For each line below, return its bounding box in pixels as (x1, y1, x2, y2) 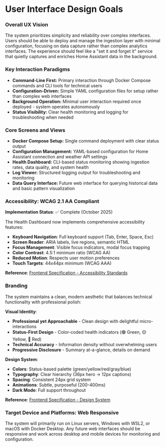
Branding (5, 282, 28, 289)
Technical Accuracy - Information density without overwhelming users (12, 341, 157, 347)
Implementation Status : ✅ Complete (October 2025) (5, 209, 113, 215)
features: (5, 224, 24, 230)
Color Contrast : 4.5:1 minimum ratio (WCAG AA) (12, 250, 111, 256)
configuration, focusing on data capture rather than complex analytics (5, 43, 148, 49)
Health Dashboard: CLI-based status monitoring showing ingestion (12, 159, 150, 165)
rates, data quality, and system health (12, 164, 89, 170)
